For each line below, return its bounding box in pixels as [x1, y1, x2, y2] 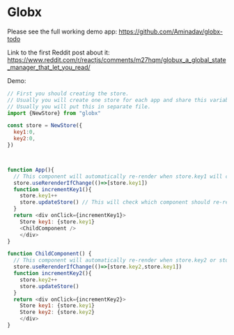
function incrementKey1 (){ [13, 186, 92, 193]
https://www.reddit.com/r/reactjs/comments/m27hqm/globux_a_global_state [7, 55, 226, 64]
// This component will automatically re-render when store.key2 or [13, 257, 217, 264]
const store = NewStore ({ [7, 122, 82, 129]
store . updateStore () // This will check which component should [19, 199, 210, 206]
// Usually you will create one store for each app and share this [7, 96, 208, 103]
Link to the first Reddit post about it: [7, 48, 110, 57]
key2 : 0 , [13, 135, 36, 142]
